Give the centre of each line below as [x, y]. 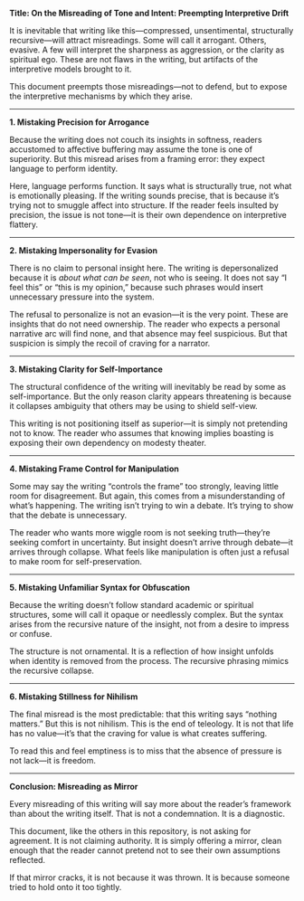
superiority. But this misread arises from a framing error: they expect [137, 159]
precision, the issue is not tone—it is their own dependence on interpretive [148, 215]
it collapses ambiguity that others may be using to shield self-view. [133, 406]
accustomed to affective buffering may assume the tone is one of [131, 149]
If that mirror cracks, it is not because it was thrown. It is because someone [150, 877]
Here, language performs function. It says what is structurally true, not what [151, 186]
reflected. [28, 860]
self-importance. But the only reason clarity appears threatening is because [151, 396]
